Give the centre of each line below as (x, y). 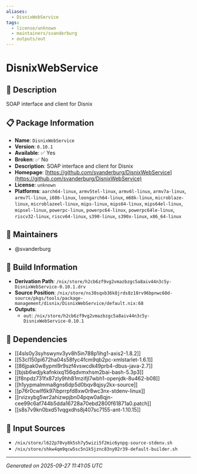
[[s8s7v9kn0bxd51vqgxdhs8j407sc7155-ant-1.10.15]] (77, 410)
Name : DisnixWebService (45, 140)
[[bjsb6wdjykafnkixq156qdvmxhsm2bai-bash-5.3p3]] (79, 372)
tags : (13, 22)
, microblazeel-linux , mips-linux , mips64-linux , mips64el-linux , (106, 203)
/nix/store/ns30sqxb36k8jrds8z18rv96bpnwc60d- (115, 293)
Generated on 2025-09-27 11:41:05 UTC (54, 466)
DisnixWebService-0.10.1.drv (50, 287)
